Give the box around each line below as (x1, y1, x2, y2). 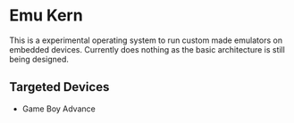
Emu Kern (9, 5, 83, 26)
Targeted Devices (9, 79, 110, 94)
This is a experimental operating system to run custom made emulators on (9, 35, 283, 45)
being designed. (9, 53, 70, 64)
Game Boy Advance (21, 103, 96, 114)
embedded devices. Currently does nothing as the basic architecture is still (9, 44, 286, 54)
